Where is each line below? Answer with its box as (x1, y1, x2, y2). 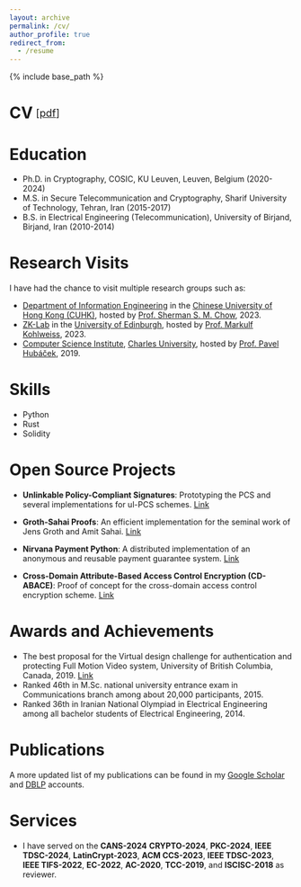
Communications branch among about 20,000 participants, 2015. (22, 689, 264, 700)
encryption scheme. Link (22, 590, 115, 601)
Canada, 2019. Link (22, 670, 94, 680)
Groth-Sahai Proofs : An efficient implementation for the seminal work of (22, 516, 291, 527)
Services (9, 811, 78, 831)
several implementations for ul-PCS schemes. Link (22, 499, 209, 510)
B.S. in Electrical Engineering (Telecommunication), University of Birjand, (22, 212, 292, 223)
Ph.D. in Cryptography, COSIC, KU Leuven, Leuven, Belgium (22, 174, 245, 184)
